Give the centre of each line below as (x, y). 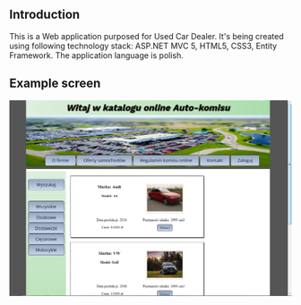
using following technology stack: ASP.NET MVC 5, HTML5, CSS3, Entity (143, 46)
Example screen (55, 84)
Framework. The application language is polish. (96, 55)
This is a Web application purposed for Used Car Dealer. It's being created (146, 36)
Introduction (45, 15)
